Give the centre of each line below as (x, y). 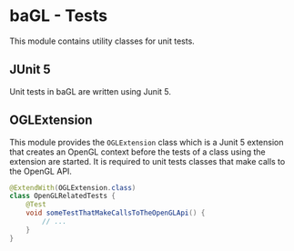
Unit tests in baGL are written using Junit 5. (90, 91)
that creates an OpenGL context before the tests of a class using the (137, 152)
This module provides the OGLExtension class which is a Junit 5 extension (147, 142)
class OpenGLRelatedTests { (63, 196)
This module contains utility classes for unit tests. (102, 41)
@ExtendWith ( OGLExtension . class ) (73, 187)
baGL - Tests (58, 16)
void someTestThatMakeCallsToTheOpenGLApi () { (116, 213)
